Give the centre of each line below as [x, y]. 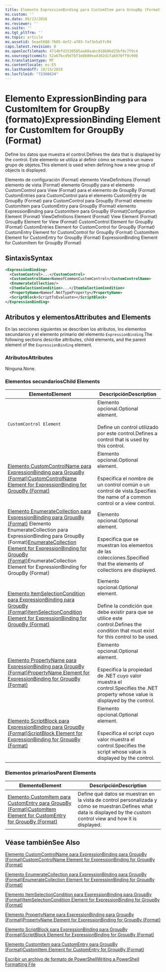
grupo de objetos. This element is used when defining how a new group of [80, 165]
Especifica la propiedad [124, 670]
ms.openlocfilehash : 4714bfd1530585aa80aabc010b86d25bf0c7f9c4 [72, 51]
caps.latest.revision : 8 [31, 46]
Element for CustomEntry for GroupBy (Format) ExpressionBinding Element [82, 237]
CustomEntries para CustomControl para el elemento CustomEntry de [76, 195]
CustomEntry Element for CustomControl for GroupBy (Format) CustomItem [82, 232]
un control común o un [123, 485]
